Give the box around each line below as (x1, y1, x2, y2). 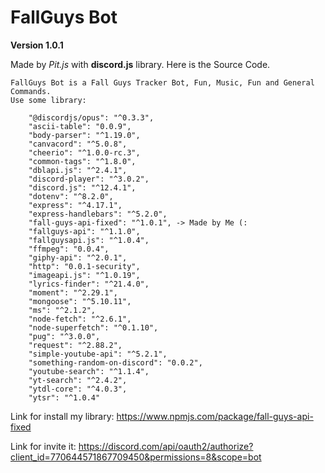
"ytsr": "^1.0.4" (28, 392, 101, 403)
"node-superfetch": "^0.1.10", (28, 322, 159, 333)
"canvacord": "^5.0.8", (28, 139, 128, 149)
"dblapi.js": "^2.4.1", (28, 165, 128, 175)
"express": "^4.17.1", (28, 200, 123, 210)
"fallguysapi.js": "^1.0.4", (28, 235, 150, 245)
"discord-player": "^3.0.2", (28, 174, 150, 184)
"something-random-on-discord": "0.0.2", (28, 357, 203, 368)
